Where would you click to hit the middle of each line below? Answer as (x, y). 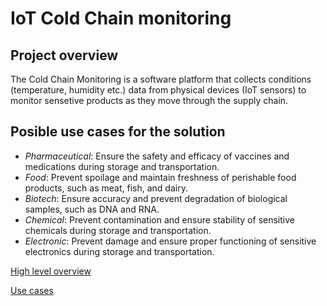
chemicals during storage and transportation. (118, 230)
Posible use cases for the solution (118, 132)
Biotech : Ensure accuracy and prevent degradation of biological (156, 198)
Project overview (64, 55)
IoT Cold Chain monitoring (121, 18)
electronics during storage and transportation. (119, 251)
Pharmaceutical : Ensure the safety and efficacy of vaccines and (157, 156)
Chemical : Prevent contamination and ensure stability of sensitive (159, 219)
